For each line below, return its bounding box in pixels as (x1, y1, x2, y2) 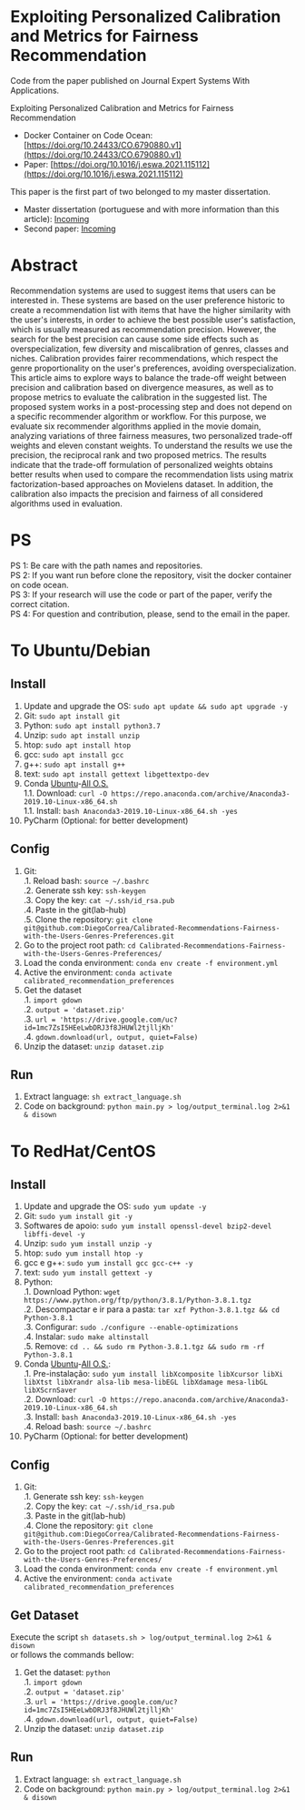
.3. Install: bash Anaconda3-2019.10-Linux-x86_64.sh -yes (23, 1411, 237, 1422)
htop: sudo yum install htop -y (23, 1247, 143, 1258)
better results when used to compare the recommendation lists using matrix (10, 469, 294, 480)
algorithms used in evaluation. (10, 498, 123, 509)
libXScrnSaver (23, 1386, 77, 1395)
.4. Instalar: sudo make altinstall (23, 1331, 149, 1342)
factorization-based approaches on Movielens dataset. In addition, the (10, 478, 273, 489)
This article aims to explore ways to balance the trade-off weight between (10, 371, 287, 383)
